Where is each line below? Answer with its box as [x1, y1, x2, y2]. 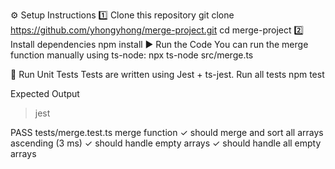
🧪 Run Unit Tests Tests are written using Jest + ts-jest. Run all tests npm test [10, 69, 325, 80]
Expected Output [10, 88, 80, 99]
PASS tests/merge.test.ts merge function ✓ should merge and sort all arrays [10, 127, 324, 138]
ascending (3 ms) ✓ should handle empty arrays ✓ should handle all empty [10, 137, 322, 149]
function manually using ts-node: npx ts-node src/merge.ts [10, 49, 254, 61]
